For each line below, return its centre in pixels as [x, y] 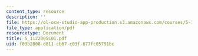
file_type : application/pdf [41, 28]
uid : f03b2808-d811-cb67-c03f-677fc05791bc [60, 44]
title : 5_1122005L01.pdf [37, 38]
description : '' [26, 17]
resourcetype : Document [35, 33]
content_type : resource [35, 11]
